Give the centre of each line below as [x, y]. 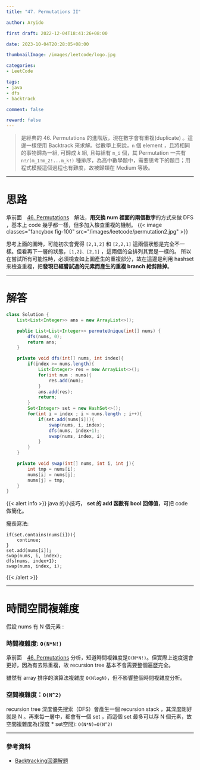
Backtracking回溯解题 [41, 761]
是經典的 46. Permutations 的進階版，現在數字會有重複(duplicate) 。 [104, 138]
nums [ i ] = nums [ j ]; [52, 475]
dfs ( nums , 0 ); [45, 336]
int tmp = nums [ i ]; [52, 469]
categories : [21, 66]
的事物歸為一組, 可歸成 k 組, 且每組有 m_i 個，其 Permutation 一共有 [103, 153]
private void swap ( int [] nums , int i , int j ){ [76, 464]
